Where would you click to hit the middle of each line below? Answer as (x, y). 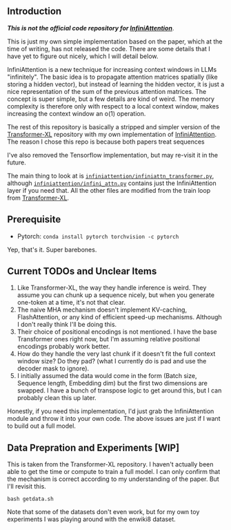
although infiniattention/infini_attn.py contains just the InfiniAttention (112, 183)
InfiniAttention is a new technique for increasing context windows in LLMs (112, 69)
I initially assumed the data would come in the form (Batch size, (107, 376)
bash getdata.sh (30, 499)
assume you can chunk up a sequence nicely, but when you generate (116, 295)
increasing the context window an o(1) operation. (77, 113)
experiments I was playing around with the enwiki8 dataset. (91, 519)
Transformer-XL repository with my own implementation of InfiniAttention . (112, 134)
